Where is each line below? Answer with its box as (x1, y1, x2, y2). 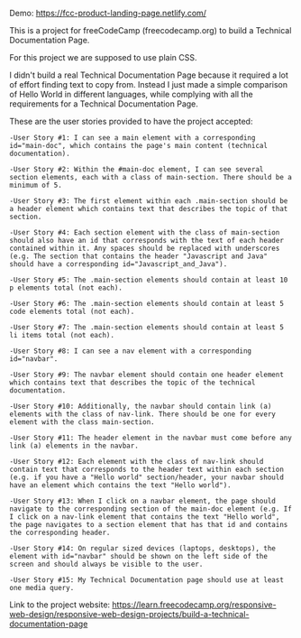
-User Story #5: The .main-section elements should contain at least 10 (9, 275, 288, 284)
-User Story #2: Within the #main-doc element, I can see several (9, 165, 264, 174)
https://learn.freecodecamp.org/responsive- (112, 599, 277, 610)
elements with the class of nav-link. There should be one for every (9, 410, 277, 419)
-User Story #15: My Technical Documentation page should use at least (9, 576, 284, 585)
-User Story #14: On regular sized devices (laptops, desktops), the (9, 544, 277, 553)
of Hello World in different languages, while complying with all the (9, 89, 254, 99)
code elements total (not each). (9, 307, 135, 316)
